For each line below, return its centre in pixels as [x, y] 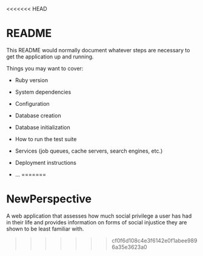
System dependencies [43, 92]
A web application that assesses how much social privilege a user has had [99, 216]
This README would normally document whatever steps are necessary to [98, 50]
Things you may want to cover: [45, 68]
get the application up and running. [50, 57]
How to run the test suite [46, 139]
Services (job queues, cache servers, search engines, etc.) [89, 151]
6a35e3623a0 [129, 247]
